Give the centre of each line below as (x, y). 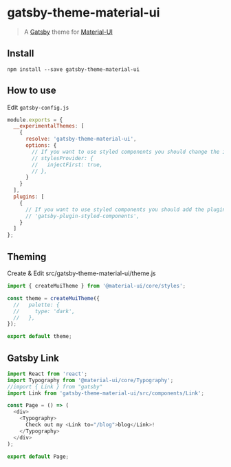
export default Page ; (38, 457)
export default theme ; (40, 337)
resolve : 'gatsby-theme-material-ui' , (81, 139)
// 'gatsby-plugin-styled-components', (82, 216)
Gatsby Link (33, 358)
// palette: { (36, 305)
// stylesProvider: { (63, 158)
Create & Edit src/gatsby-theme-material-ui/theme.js (81, 273)
